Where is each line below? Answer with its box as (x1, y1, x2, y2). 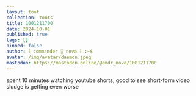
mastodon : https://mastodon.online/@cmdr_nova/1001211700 (6, 60, 157, 66)
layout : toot (6, 9, 40, 15)
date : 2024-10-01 (6, 26, 51, 32)
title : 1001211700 (6, 20, 53, 26)
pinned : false (6, 43, 43, 49)
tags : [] (6, 37, 29, 43)
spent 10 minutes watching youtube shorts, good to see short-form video (6, 77, 191, 84)
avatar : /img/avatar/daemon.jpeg (6, 54, 92, 60)
